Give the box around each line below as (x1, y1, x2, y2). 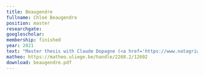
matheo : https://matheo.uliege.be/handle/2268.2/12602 (6, 54, 148, 60)
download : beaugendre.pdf (6, 59, 72, 65)
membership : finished (6, 37, 61, 43)
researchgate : (6, 25, 42, 32)
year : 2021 (6, 43, 34, 49)
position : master (6, 20, 50, 26)
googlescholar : (6, 31, 45, 37)
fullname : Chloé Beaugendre (6, 15, 78, 21)
